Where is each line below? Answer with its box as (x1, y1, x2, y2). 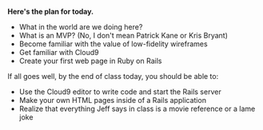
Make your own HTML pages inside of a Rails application (18, 96, 207, 104)
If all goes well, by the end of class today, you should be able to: (7, 72, 219, 81)
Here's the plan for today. (7, 7, 94, 16)
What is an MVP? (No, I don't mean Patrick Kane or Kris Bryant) (18, 31, 229, 40)
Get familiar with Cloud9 (18, 48, 99, 57)
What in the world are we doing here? (18, 22, 143, 31)
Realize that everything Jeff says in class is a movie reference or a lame (18, 104, 256, 113)
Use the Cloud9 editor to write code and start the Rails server (18, 87, 221, 97)
